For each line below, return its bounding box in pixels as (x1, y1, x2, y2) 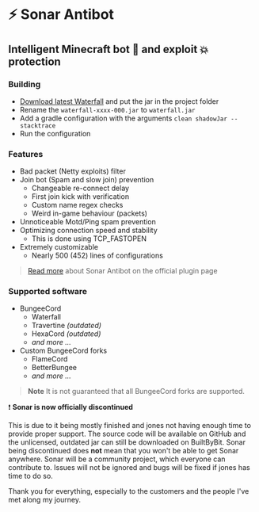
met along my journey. (8, 495, 82, 505)
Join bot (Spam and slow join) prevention (19, 175, 154, 185)
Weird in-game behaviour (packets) (31, 208, 148, 218)
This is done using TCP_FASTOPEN (31, 234, 147, 243)
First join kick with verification (31, 192, 129, 201)
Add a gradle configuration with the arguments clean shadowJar (19, 113, 228, 123)
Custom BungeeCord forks (19, 346, 108, 356)
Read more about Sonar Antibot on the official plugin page (27, 266, 218, 276)
